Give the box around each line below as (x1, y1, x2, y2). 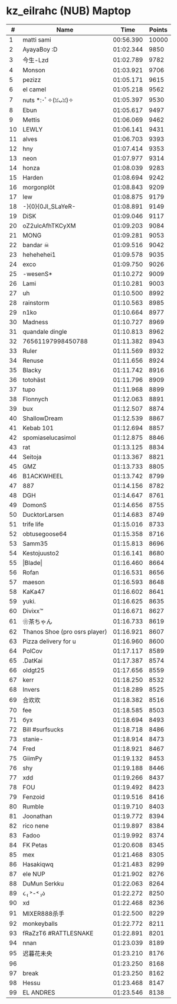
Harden (22, 173, 43, 181)
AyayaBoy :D (22, 45, 58, 53)
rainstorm (22, 298, 50, 306)
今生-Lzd (22, 56, 49, 64)
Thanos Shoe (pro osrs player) (22, 627, 107, 635)
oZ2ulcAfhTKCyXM (22, 221, 76, 229)
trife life (22, 520, 44, 528)
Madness (22, 318, 48, 326)
